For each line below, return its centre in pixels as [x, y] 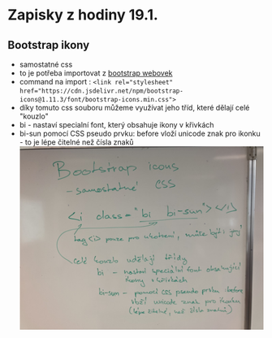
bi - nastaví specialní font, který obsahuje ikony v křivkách [117, 125]
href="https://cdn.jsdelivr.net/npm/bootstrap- [101, 91]
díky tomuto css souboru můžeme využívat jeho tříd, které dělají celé [134, 108]
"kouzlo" [34, 116]
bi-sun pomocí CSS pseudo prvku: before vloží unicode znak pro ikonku [140, 133]
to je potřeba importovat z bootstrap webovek [96, 73]
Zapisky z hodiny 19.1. [83, 15]
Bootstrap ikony [49, 45]
